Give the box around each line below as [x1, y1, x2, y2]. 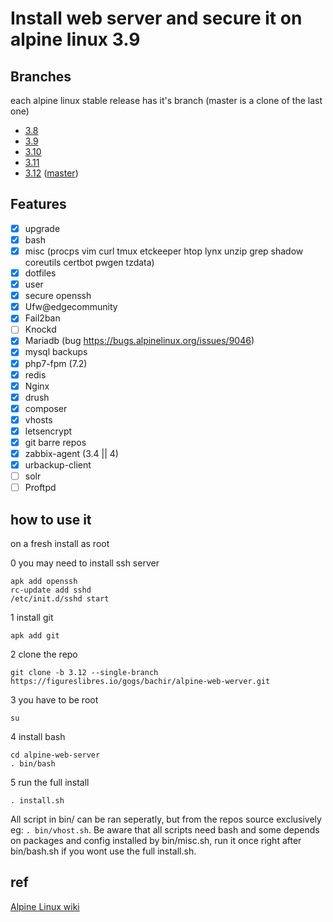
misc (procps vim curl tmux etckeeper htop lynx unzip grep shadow [24, 245, 304, 257]
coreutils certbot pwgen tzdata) [24, 257, 155, 268]
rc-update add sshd [10, 585, 92, 596]
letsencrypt [24, 425, 73, 437]
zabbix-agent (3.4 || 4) [24, 448, 119, 459]
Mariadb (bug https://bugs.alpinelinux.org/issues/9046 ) [24, 335, 255, 347]
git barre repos [24, 436, 87, 448]
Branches [10, 68, 72, 85]
